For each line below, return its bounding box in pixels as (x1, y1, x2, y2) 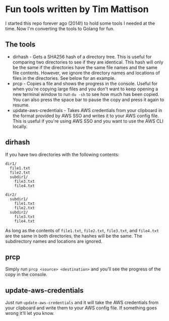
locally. (12, 123, 28, 129)
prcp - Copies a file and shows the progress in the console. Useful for (12, 80, 158, 86)
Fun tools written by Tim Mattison (5, 4, 149, 15)
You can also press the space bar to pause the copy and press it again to (12, 96, 164, 102)
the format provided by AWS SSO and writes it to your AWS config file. (12, 113, 159, 119)
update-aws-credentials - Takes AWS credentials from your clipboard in (12, 107, 162, 113)
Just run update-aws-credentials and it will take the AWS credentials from (5, 299, 159, 306)
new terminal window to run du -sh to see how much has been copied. (12, 91, 159, 97)
